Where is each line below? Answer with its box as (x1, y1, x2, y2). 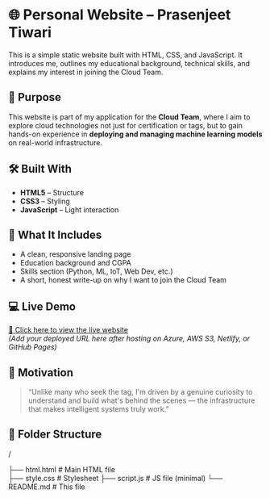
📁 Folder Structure (8, 428, 102, 442)
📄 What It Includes (8, 228, 102, 241)
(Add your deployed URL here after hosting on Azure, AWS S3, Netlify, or (8, 333, 251, 344)
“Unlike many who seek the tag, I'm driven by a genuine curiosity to (27, 387, 253, 396)
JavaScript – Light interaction (19, 204, 119, 215)
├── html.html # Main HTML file (8, 464, 115, 474)
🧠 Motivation (8, 366, 74, 379)
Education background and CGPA (19, 258, 131, 268)
